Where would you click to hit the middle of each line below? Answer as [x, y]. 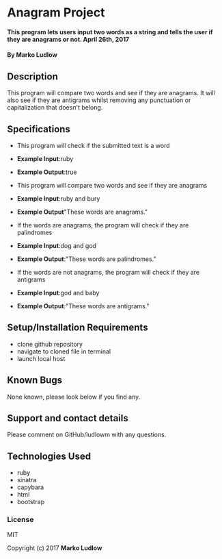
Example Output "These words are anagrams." [82, 212]
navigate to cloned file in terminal [64, 351]
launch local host [41, 358]
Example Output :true [47, 172]
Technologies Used [49, 456]
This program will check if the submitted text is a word [93, 146]
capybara [30, 487]
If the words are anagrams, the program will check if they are [103, 225]
